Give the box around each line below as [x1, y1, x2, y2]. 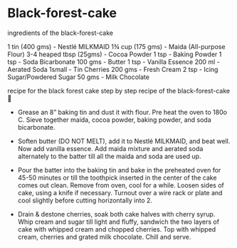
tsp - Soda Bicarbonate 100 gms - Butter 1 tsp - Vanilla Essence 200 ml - [7, 57, 221, 66]
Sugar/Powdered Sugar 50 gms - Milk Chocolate [7, 73, 149, 81]
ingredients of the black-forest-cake [7, 29, 114, 37]
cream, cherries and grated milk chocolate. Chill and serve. [17, 232, 191, 241]
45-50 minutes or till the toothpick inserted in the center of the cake [17, 173, 217, 182]
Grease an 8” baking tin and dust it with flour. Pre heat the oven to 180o [17, 108, 228, 116]
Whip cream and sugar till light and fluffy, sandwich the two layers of [17, 217, 219, 226]
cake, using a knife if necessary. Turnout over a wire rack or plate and [17, 188, 223, 197]
